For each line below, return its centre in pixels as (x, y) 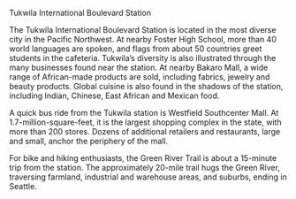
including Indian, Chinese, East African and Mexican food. (114, 96)
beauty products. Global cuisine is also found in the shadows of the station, (146, 86)
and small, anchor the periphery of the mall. (89, 141)
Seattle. (23, 186)
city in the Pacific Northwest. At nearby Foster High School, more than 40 (143, 39)
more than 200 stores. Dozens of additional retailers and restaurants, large (145, 131)
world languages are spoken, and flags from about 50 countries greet (136, 49)
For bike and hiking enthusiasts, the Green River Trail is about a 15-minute (143, 158)
